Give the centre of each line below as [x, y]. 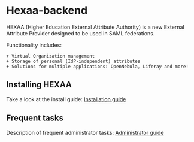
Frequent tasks [35, 118]
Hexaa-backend [47, 10]
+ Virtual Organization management [51, 56]
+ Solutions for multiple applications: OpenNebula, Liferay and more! [97, 67]
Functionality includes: [34, 45]
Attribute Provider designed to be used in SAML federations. [81, 33]
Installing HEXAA [39, 85]
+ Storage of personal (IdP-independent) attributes [73, 61]
